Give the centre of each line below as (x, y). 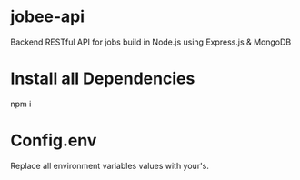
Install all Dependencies (103, 79)
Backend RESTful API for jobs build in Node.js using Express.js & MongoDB (151, 42)
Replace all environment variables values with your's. (110, 165)
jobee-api (48, 17)
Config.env (54, 140)
